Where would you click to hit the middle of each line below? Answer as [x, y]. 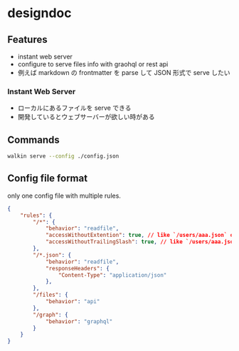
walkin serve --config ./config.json [63, 156]
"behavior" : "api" [73, 302]
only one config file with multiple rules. [64, 195]
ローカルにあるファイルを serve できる [74, 108]
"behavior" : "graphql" [79, 321]
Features [27, 40]
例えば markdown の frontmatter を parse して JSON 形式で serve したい [124, 72]
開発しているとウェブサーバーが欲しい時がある [86, 117]
